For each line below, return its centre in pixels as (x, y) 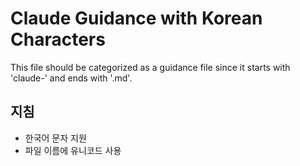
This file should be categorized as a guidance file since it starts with (150, 67)
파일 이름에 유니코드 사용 (73, 150)
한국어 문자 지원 (55, 138)
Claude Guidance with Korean (136, 18)
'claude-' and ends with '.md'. (71, 78)
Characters (58, 39)
